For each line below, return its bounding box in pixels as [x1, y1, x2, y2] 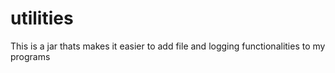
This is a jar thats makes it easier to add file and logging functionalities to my [10, 40, 326, 52]
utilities [10, 7, 74, 30]
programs [10, 50, 51, 62]
